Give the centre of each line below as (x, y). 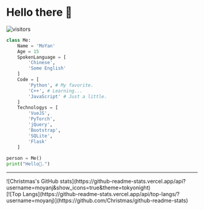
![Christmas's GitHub (32, 182)
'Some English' (47, 68)
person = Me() (24, 159)
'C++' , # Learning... (56, 91)
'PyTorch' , (42, 119)
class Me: (19, 40)
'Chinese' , (42, 63)
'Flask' (38, 142)
